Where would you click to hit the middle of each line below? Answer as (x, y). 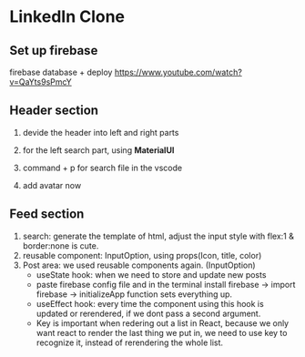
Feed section (47, 214)
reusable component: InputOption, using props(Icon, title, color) (142, 255)
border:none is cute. (61, 245)
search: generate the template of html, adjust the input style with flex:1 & (158, 236)
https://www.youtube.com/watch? (178, 72)
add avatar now (52, 185)
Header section (54, 111)
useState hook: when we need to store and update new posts (151, 274)
